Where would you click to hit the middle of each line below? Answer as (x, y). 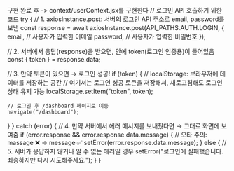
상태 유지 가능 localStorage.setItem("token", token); (80, 91)
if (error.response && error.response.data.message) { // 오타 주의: (113, 135)
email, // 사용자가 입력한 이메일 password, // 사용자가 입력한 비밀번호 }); (107, 36)
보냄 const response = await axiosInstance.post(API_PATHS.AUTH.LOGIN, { (116, 28)
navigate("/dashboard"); (43, 112)
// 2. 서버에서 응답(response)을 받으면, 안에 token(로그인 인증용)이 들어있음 (111, 52)
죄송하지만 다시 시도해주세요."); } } (54, 160)
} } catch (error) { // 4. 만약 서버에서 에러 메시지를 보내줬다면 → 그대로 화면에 (113, 126)
